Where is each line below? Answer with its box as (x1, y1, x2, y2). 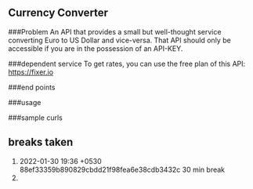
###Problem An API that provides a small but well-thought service (8, 27, 222, 36)
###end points (8, 82, 56, 92)
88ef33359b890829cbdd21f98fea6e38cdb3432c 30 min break (19, 165, 226, 174)
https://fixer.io (8, 67, 53, 77)
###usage (8, 97, 42, 107)
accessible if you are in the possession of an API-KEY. (8, 43, 183, 53)
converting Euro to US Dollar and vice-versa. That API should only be (8, 35, 231, 45)
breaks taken (8, 136, 74, 149)
